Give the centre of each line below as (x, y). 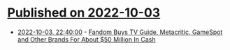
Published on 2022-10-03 (84, 13)
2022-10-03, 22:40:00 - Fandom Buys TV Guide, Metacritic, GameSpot (120, 32)
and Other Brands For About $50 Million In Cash (86, 39)
